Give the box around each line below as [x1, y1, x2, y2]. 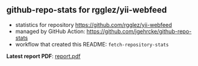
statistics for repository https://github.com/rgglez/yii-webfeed [15, 21, 172, 28]
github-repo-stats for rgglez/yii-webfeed [6, 5, 167, 15]
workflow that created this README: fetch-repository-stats [15, 40, 169, 48]
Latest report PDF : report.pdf [6, 52, 81, 60]
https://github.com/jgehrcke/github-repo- [86, 28, 192, 35]
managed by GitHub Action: [15, 28, 86, 35]
